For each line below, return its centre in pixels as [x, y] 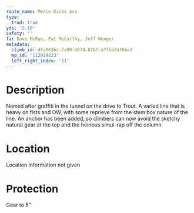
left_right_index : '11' [40, 61]
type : [13, 17]
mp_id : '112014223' [35, 55]
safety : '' [19, 34]
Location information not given [43, 165]
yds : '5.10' [21, 28]
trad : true [25, 22]
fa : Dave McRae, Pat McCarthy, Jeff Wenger [60, 39]
